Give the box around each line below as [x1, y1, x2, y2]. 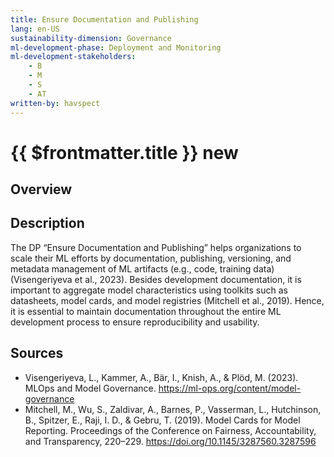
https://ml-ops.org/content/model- [158, 382, 302, 394]
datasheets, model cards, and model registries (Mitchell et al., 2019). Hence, [10, 294, 325, 306]
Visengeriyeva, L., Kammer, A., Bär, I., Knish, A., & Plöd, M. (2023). [24, 371, 299, 383]
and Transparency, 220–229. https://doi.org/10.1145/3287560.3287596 [24, 435, 317, 447]
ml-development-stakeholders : [10, 52, 137, 62]
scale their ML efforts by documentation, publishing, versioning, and [10, 252, 292, 264]
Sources [10, 345, 64, 362]
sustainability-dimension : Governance [10, 33, 172, 43]
